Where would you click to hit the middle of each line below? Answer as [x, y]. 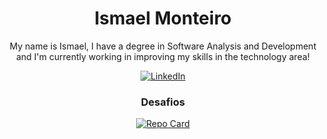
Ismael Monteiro [163, 18]
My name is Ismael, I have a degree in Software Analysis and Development [163, 46]
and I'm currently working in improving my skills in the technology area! [163, 56]
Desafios [163, 102]
